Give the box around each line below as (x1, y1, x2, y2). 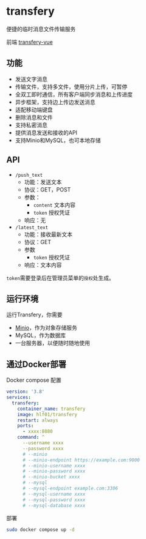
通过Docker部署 (6, 359, 67, 370)
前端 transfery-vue (6, 38, 53, 45)
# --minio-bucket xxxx (22, 474, 80, 480)
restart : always (17, 417, 59, 423)
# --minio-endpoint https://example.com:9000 (22, 457, 140, 463)
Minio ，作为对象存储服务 (15, 324, 77, 332)
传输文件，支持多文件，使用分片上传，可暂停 (15, 83, 128, 90)
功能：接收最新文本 (24, 231, 73, 238)
